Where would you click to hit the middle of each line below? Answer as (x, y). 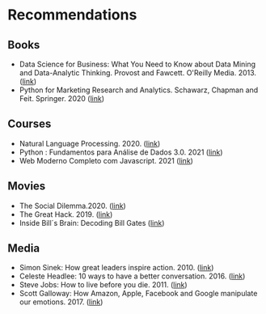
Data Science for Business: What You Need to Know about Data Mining (137, 64)
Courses (30, 124)
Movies (27, 187)
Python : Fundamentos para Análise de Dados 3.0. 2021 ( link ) (121, 152)
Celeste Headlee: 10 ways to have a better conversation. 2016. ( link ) (132, 276)
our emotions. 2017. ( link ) (61, 302)
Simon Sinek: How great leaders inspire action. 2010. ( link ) (116, 268)
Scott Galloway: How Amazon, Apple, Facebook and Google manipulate (138, 294)
